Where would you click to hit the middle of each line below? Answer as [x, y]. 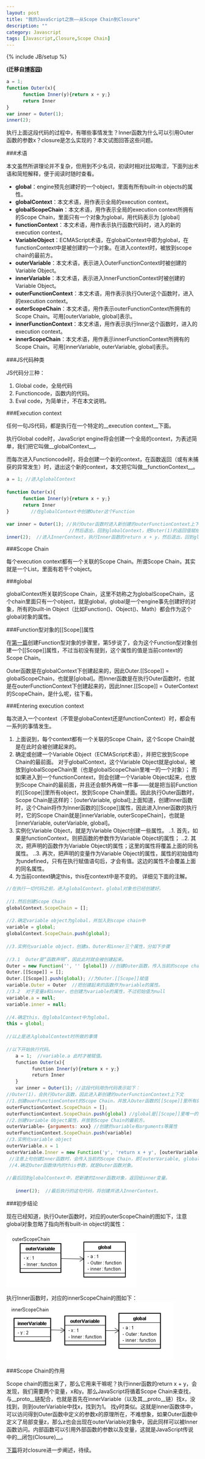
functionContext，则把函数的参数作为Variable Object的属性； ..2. [108, 838]
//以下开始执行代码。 [30, 1049]
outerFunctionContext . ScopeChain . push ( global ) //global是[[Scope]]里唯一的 [103, 1114]
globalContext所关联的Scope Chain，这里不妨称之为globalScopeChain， [98, 594]
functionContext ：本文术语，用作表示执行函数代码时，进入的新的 [98, 225]
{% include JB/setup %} [37, 57]
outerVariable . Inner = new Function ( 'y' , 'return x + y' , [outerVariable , [103, 1152]
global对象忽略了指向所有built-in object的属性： [66, 1224]
